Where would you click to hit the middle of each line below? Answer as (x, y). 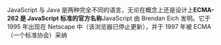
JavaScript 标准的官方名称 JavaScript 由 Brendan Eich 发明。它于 (119, 18)
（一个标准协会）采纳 (37, 35)
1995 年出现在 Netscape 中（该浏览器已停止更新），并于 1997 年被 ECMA (109, 27)
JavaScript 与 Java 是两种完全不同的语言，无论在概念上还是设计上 (100, 10)
